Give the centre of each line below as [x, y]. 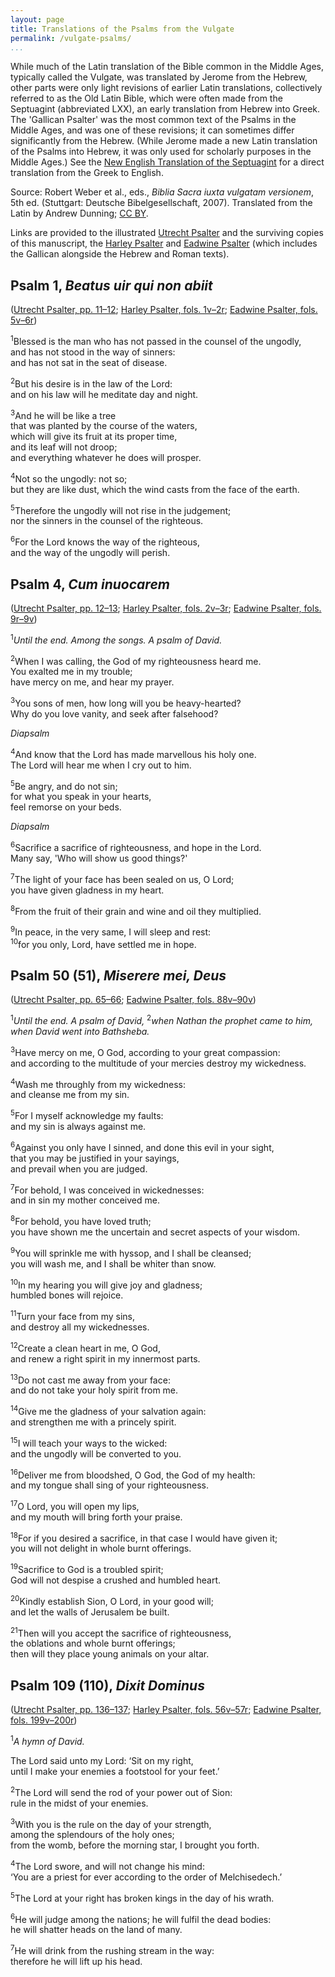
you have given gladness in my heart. [87, 890]
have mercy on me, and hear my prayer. [92, 682]
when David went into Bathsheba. [80, 1031]
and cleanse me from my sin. [70, 1095]
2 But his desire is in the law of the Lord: [91, 383]
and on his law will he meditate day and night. [104, 394]
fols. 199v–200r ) [44, 1720]
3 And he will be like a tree [63, 414]
